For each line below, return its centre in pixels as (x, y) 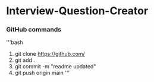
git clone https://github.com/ (50, 54)
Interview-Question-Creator (77, 11)
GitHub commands (34, 30)
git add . (25, 60)
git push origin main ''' (42, 73)
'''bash (15, 42)
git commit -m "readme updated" (55, 67)
